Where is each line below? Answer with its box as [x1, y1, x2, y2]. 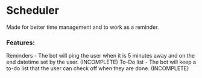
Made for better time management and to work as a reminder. [6, 23, 159, 31]
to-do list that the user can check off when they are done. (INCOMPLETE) [6, 65, 189, 72]
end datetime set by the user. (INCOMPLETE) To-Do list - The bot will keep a [6, 58, 197, 66]
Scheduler [6, 4, 59, 17]
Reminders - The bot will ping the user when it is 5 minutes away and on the [6, 52, 195, 59]
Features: [6, 38, 35, 47]
